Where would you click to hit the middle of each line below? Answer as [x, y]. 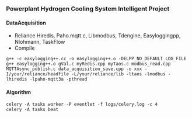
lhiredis [17, 79]
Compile [25, 48]
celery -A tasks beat [32, 110]
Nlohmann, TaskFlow [40, 42]
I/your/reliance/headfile [37, 74]
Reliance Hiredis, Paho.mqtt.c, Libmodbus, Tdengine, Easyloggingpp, [97, 36]
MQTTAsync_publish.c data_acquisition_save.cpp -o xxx [74, 69]
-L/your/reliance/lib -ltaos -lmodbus [118, 74]
